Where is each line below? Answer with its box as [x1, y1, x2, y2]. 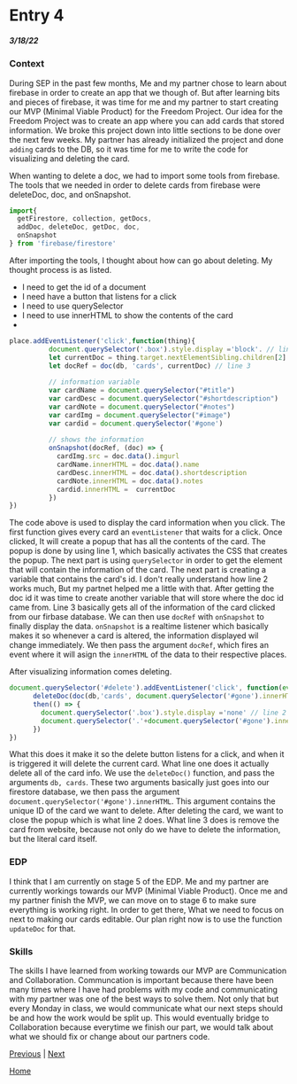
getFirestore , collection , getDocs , [17, 214, 152, 223]
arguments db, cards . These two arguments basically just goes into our [9, 777, 270, 788]
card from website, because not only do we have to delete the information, [9, 824, 281, 835]
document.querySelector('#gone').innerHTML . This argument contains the [9, 796, 276, 807]
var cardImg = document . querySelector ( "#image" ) [48, 410, 232, 419]
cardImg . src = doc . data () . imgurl [56, 452, 179, 461]
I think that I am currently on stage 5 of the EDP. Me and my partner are [9, 876, 270, 886]
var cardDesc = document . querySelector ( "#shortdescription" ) [48, 394, 278, 403]
